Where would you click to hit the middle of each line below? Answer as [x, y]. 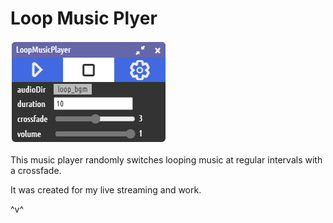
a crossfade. [36, 170]
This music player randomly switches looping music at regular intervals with [166, 159]
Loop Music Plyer [84, 18]
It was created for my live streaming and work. [106, 189]
